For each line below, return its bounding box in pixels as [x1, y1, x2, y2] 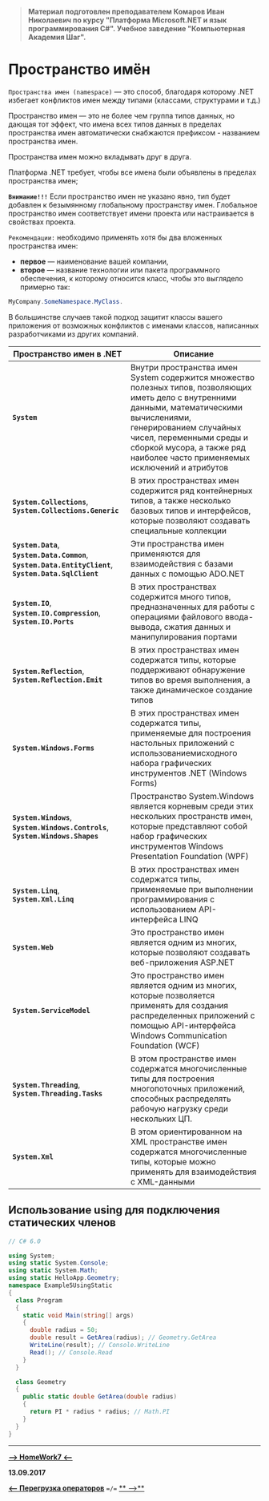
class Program [15, 1296, 62, 1305]
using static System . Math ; [8, 1266, 98, 1275]
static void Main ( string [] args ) [22, 1311, 134, 1319]
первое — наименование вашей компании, [19, 256, 169, 266]
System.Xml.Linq [12, 894, 74, 904]
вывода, [130, 621, 163, 632]
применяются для [130, 548, 201, 559]
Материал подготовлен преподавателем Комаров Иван [27, 7, 225, 16]
